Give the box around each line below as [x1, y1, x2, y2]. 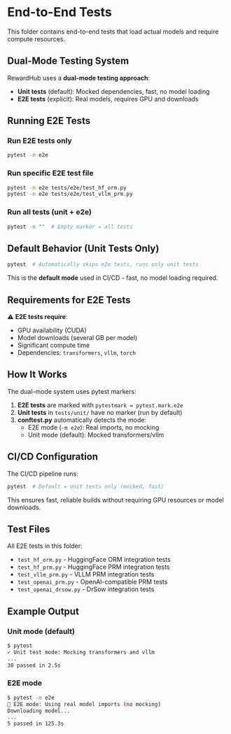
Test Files [7, 523, 50, 535]
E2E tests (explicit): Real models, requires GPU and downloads [17, 94, 199, 103]
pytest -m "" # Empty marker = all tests [7, 223, 133, 230]
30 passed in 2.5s [7, 662, 61, 669]
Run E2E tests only [7, 136, 72, 146]
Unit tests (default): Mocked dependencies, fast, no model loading [17, 87, 210, 95]
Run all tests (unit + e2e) [7, 207, 92, 217]
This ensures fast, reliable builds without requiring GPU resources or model [7, 495, 224, 504]
